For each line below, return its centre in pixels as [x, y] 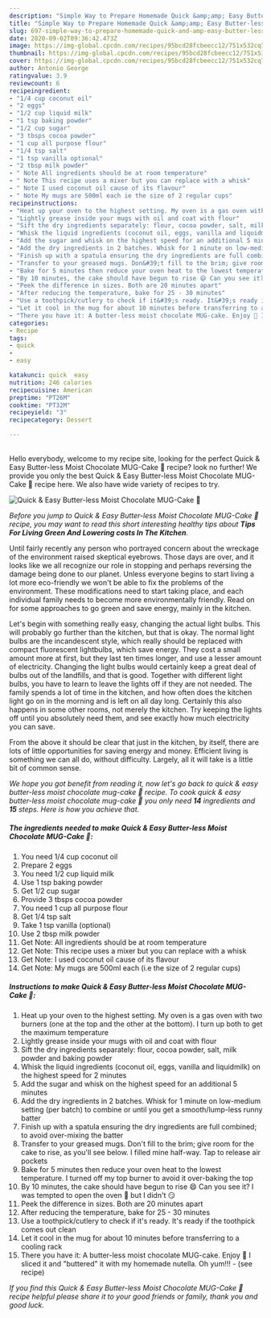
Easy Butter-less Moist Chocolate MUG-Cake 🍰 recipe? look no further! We [133, 467]
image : [20, 46]
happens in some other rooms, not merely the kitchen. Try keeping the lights [135, 709]
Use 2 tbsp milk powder [60, 933]
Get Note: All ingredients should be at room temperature [114, 942]
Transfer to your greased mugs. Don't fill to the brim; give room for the [137, 1143]
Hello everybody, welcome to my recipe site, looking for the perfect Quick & [135, 459]
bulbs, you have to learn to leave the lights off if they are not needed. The [131, 684]
